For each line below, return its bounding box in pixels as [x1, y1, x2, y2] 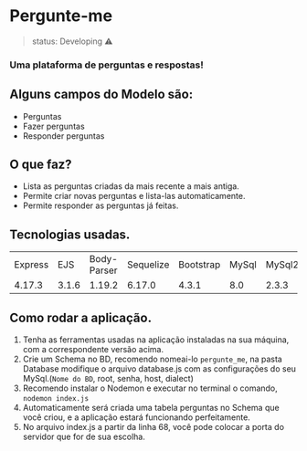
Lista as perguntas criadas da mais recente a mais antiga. [22, 181, 239, 192]
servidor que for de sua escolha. [22, 431, 146, 443]
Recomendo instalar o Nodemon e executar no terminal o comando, [22, 383, 279, 393]
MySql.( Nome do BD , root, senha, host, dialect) [22, 373, 195, 384]
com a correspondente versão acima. [22, 344, 164, 355]
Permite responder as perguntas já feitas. [22, 200, 179, 211]
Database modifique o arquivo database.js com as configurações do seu [22, 363, 297, 374]
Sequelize [126, 258, 170, 271]
